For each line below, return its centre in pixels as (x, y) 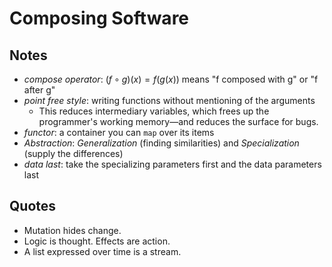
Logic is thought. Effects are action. (97, 241)
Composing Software (99, 18)
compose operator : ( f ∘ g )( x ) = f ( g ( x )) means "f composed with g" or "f (171, 79)
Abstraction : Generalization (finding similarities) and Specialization (161, 143)
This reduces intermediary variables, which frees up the (154, 111)
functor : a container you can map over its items (119, 132)
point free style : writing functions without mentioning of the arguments (169, 100)
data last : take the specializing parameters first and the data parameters (172, 164)
